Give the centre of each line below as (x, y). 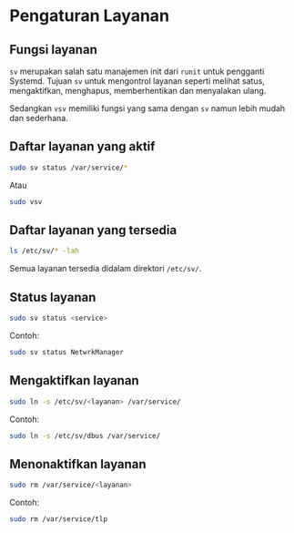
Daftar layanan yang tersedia (93, 230)
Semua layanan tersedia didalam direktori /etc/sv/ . (106, 269)
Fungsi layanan (53, 50)
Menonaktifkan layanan (78, 464)
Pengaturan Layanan (90, 16)
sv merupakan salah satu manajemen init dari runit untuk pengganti (137, 71)
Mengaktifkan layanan (74, 380)
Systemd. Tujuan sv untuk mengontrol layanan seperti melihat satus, (137, 81)
